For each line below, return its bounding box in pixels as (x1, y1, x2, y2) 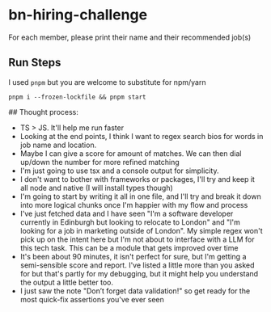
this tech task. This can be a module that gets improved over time (19, 242, 239, 252)
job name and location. (19, 140, 97, 150)
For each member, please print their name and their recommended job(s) (8, 32, 252, 42)
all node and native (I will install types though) (19, 183, 174, 192)
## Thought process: (8, 107, 79, 116)
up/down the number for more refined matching (19, 157, 180, 167)
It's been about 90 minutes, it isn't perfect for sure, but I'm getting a (19, 251, 247, 261)
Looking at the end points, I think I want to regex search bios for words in (19, 131, 264, 141)
